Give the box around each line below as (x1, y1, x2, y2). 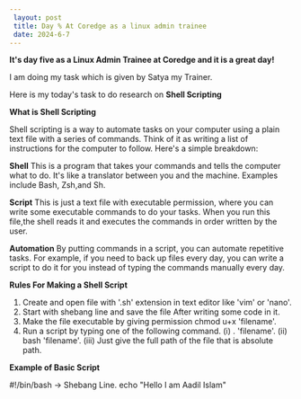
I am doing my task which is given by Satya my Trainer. (9, 72, 213, 83)
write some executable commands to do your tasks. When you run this (9, 207, 271, 217)
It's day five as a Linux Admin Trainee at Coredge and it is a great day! (9, 55, 275, 66)
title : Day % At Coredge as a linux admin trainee (13, 22, 207, 31)
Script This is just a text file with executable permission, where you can (9, 197, 274, 208)
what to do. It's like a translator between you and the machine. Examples (9, 170, 279, 181)
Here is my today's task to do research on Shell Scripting (9, 89, 222, 100)
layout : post (13, 13, 63, 22)
